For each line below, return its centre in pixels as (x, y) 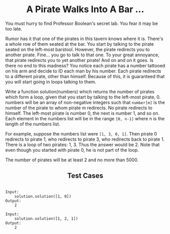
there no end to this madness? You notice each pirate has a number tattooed (85, 65)
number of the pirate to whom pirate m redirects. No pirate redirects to (79, 108)
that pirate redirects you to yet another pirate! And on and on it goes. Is (79, 60)
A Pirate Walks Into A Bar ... (85, 9)
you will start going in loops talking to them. (51, 82)
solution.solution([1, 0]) (43, 196)
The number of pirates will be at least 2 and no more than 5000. (72, 160)
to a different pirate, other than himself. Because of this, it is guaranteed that (85, 76)
